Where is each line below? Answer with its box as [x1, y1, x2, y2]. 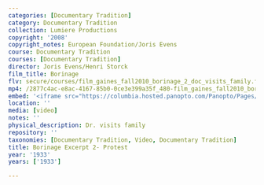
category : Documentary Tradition [8, 19, 118, 27]
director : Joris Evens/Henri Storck [8, 63, 128, 71]
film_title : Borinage [8, 70, 79, 78]
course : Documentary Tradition [8, 48, 111, 56]
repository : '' [8, 128, 58, 136]
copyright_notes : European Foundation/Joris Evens [8, 41, 178, 49]
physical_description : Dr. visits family [8, 121, 146, 129]
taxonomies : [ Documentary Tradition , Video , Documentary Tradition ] [8, 135, 237, 144]
